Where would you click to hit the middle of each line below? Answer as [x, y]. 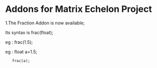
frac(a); [21, 61]
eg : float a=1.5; [21, 52]
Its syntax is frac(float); [29, 32]
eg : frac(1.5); [19, 42]
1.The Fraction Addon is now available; [45, 23]
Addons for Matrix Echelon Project [79, 9]
